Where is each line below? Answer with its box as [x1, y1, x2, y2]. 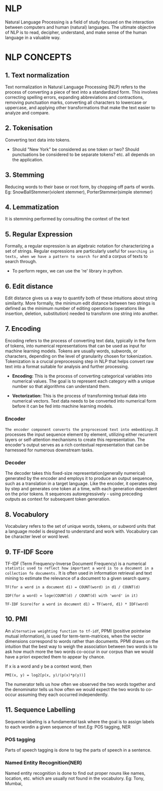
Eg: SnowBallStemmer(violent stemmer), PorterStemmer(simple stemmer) [5, 189, 153, 195]
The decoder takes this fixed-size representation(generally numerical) [5, 470, 146, 476]
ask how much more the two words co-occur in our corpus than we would [5, 649, 154, 655]
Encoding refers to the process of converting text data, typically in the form [5, 337, 156, 344]
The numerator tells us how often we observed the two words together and [5, 681, 156, 687]
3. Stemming [5, 171, 45, 179]
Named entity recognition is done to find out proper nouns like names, [5, 771, 145, 776]
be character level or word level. [5, 534, 70, 540]
